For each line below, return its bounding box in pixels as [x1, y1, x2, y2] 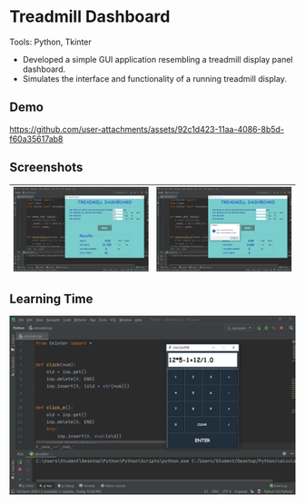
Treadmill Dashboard [9, 6, 171, 27]
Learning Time [9, 291, 93, 306]
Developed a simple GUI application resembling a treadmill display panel [22, 54, 293, 64]
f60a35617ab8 [9, 133, 64, 144]
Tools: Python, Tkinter [9, 36, 93, 47]
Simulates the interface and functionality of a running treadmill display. [22, 73, 288, 84]
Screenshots [9, 160, 84, 175]
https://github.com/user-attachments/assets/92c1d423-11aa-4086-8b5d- [9, 124, 284, 134]
